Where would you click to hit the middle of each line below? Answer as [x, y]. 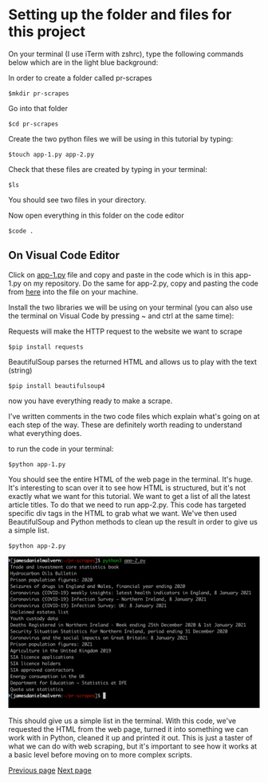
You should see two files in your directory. [77, 200]
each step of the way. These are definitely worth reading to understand [125, 425]
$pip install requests [46, 347]
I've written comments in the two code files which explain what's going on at [134, 416]
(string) [20, 370]
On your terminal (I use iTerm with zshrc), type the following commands [126, 54]
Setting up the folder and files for [120, 15]
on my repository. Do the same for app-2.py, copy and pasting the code [141, 283]
